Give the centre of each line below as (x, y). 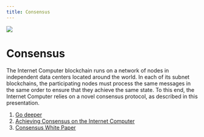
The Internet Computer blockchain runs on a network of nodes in (88, 70)
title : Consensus (28, 12)
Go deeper (29, 114)
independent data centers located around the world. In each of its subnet (98, 77)
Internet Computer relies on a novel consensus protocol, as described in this (102, 96)
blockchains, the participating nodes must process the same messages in (99, 83)
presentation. (23, 103)
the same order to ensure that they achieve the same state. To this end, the (100, 90)
